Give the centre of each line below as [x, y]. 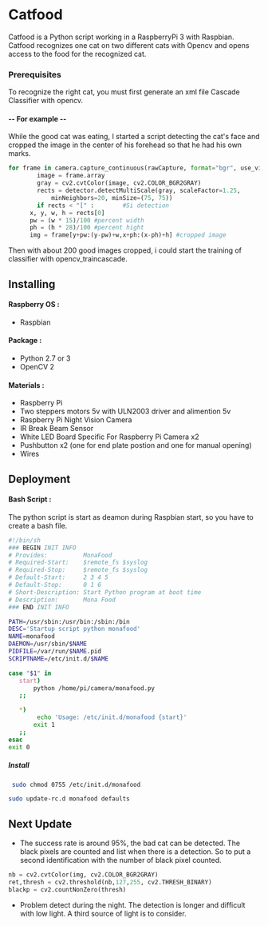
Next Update [40, 824]
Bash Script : [30, 499]
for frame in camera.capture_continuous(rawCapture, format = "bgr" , [123, 168]
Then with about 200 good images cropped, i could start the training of [125, 250]
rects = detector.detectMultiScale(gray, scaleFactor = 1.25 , [139, 191]
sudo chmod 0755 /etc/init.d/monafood [76, 784]
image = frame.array [71, 176]
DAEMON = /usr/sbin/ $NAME [48, 644]
